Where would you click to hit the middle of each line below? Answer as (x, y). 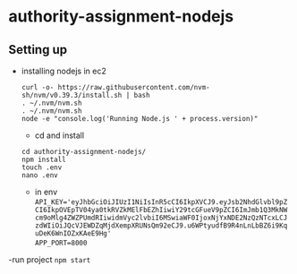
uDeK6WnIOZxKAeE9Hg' (73, 234)
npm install (43, 159)
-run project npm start (50, 260)
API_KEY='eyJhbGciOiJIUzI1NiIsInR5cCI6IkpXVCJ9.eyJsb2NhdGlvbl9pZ (161, 202)
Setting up (38, 50)
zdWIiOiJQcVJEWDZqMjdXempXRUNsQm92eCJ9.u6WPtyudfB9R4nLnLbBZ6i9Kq (161, 226)
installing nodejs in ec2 (64, 71)
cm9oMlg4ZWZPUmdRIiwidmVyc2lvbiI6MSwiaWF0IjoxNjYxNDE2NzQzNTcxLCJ (161, 218)
